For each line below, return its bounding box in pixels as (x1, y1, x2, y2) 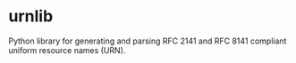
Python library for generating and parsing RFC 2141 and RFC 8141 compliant (8, 35, 287, 46)
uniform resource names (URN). (8, 44, 126, 55)
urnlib (8, 6, 54, 27)
